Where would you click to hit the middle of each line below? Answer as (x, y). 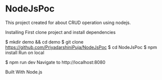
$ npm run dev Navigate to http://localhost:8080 (55, 62)
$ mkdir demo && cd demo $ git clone (45, 42)
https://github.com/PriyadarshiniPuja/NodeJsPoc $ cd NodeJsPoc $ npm (81, 47)
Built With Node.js (24, 72)
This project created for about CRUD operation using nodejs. (68, 22)
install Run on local (25, 52)
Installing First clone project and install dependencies (60, 32)
